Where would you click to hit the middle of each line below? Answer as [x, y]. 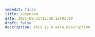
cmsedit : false [20, 9]
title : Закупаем [21, 14]
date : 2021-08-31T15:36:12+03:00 [39, 18]
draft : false [18, 23]
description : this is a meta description [48, 27]
